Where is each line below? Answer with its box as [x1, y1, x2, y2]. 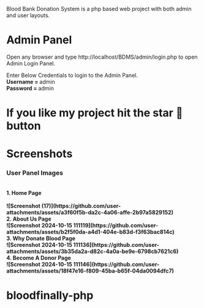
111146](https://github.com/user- [73, 260, 160, 268]
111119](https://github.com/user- [73, 221, 158, 229]
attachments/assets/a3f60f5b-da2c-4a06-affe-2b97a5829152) [6, 208, 173, 216]
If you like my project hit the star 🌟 [6, 106, 183, 120]
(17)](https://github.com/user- [41, 202, 121, 210]
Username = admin [6, 78, 55, 85]
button [6, 119, 41, 133]
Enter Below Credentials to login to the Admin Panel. [6, 71, 138, 79]
